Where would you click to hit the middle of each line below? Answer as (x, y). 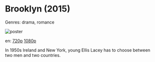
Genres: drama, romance (30, 22)
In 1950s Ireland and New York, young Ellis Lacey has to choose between (78, 50)
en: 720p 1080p (21, 41)
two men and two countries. (33, 55)
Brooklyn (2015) (38, 9)
